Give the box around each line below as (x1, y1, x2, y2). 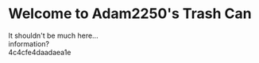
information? (8, 39, 50, 48)
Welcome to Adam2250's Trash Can (8, 5, 252, 23)
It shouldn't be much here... (8, 31, 99, 40)
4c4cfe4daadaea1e (8, 47, 72, 57)
